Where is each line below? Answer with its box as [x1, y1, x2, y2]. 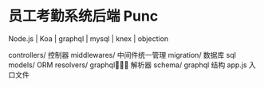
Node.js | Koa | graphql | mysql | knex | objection [8, 33, 169, 43]
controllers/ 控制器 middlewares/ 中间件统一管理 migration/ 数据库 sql [8, 50, 237, 59]
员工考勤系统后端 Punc [8, 7, 159, 25]
